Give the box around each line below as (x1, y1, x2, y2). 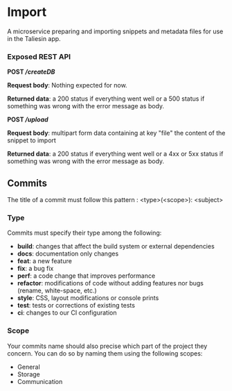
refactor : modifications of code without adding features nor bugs (17, 279, 204, 288)
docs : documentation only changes (17, 249, 119, 258)
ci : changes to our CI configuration (17, 308, 117, 317)
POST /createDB (7, 67, 55, 76)
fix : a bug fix (17, 265, 54, 273)
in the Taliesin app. (7, 34, 61, 42)
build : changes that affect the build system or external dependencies (17, 242, 215, 251)
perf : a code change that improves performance (17, 272, 156, 280)
